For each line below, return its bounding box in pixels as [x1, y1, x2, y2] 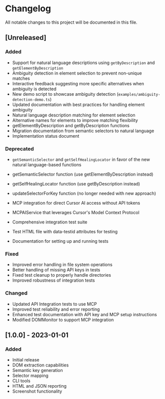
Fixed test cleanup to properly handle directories [12, 272, 111, 278]
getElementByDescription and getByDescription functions [12, 122, 130, 128]
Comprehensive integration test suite [12, 219, 88, 225]
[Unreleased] [5, 34, 47, 42]
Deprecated [5, 145, 34, 152]
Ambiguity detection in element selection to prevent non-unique [12, 70, 142, 76]
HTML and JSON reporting [12, 383, 67, 389]
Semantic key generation [12, 367, 63, 373]
